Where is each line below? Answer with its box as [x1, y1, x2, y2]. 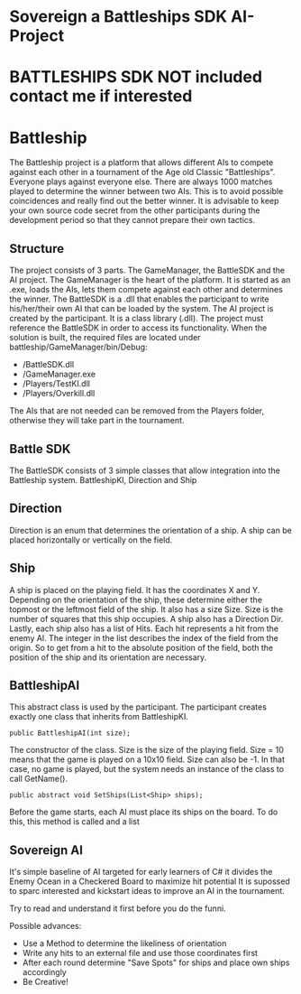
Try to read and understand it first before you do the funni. [9, 903, 227, 914]
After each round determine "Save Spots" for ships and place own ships [22, 957, 290, 968]
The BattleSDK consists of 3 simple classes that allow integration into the [9, 465, 281, 476]
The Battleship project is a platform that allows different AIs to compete [9, 157, 274, 168]
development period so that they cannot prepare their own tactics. [9, 215, 255, 226]
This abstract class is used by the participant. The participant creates [9, 701, 268, 712]
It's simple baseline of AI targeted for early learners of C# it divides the [9, 867, 273, 878]
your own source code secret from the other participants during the [9, 205, 260, 216]
